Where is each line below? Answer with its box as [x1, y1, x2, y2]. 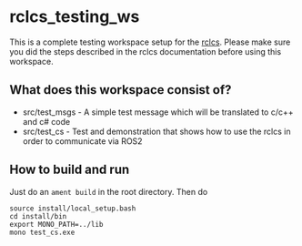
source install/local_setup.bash [9, 203, 136, 213]
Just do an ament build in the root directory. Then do [9, 186, 208, 197]
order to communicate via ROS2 [22, 135, 143, 147]
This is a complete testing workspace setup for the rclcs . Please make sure [9, 36, 291, 47]
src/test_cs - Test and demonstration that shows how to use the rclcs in [22, 126, 291, 137]
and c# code [22, 116, 71, 127]
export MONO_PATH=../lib [9, 220, 104, 229]
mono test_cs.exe [9, 228, 75, 237]
